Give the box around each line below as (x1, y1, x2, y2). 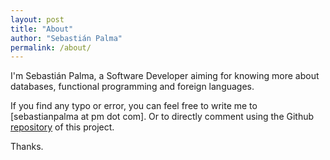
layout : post (10, 14, 65, 25)
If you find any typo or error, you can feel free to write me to (10, 100, 258, 112)
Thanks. (10, 141, 44, 153)
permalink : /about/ (10, 42, 92, 53)
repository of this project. (10, 121, 115, 133)
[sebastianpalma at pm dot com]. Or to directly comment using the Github (10, 111, 315, 123)
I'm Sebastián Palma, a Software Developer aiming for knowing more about (10, 70, 320, 82)
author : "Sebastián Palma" (10, 33, 123, 43)
